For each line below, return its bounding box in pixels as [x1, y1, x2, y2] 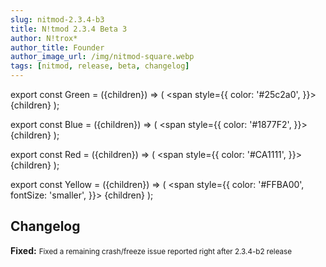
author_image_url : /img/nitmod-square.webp [10, 52, 195, 62]
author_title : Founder [10, 42, 105, 53]
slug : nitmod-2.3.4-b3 [10, 14, 105, 25]
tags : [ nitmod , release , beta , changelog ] [10, 61, 190, 71]
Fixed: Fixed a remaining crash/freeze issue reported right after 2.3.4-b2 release [10, 244, 293, 256]
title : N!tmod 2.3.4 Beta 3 [10, 24, 128, 34]
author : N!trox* [10, 33, 78, 43]
